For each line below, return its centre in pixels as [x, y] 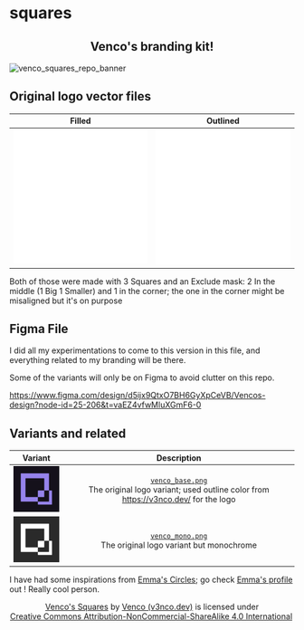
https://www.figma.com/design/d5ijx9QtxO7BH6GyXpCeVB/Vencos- [138, 396]
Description [179, 458]
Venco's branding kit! [152, 47]
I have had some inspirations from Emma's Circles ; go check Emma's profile [151, 579]
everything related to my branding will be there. [98, 360]
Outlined [223, 121]
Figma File [39, 329]
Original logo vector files [81, 96]
